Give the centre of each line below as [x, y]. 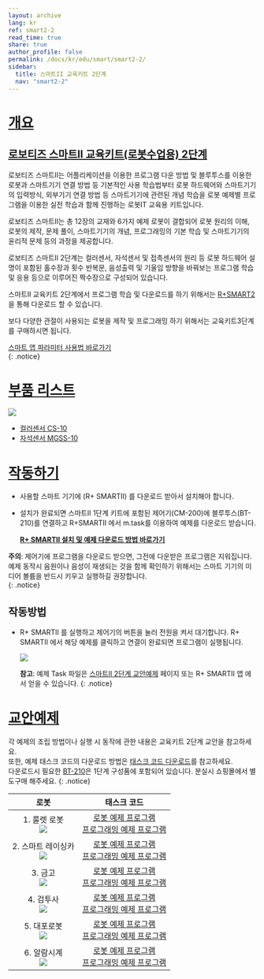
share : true [28, 45]
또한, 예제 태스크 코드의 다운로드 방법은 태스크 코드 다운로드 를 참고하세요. [121, 761]
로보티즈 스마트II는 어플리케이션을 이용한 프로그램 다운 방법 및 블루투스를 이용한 [130, 175]
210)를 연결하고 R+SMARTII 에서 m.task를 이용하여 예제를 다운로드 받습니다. [138, 523]
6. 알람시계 [43, 953]
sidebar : [22, 67]
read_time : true [35, 37]
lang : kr [22, 23]
